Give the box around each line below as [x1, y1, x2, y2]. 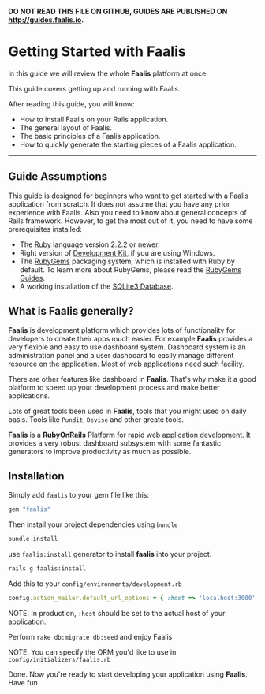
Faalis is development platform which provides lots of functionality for [8, 325, 236, 334]
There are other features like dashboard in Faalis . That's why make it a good [8, 374, 256, 383]
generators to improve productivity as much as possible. [8, 446, 192, 456]
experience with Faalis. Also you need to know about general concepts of [8, 207, 247, 217]
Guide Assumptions [8, 170, 108, 184]
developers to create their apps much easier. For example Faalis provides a [8, 334, 253, 343]
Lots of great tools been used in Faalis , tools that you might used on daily [8, 406, 247, 416]
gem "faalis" [8, 506, 51, 513]
